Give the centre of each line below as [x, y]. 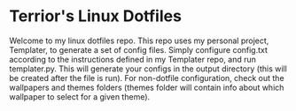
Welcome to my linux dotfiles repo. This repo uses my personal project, [139, 41]
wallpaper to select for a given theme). [80, 96]
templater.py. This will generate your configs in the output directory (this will [148, 69]
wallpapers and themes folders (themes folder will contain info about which [147, 87]
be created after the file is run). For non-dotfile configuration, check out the [147, 78]
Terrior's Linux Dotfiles [95, 16]
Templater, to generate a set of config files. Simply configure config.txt [139, 49]
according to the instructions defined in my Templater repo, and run [133, 59]
